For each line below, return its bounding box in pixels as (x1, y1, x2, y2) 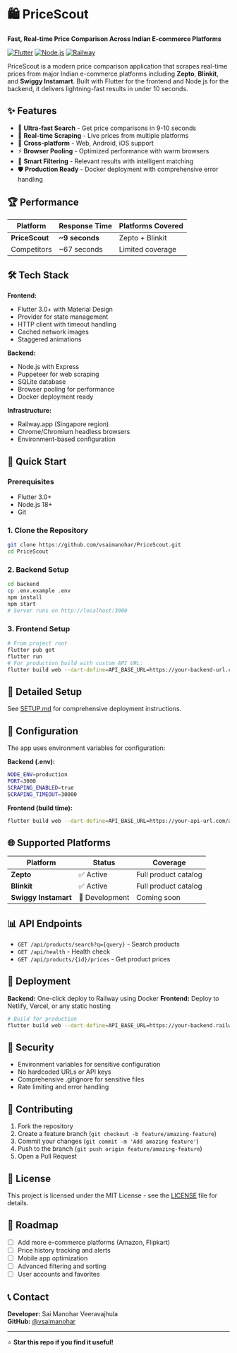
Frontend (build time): (7, 804, 73, 812)
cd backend (7, 581, 39, 588)
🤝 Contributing (7, 1103, 73, 1115)
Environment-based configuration (17, 435, 116, 443)
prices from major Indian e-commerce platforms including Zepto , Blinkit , (7, 69, 219, 78)
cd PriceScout (7, 548, 49, 556)
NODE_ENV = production (7, 771, 68, 778)
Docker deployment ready (17, 392, 94, 401)
